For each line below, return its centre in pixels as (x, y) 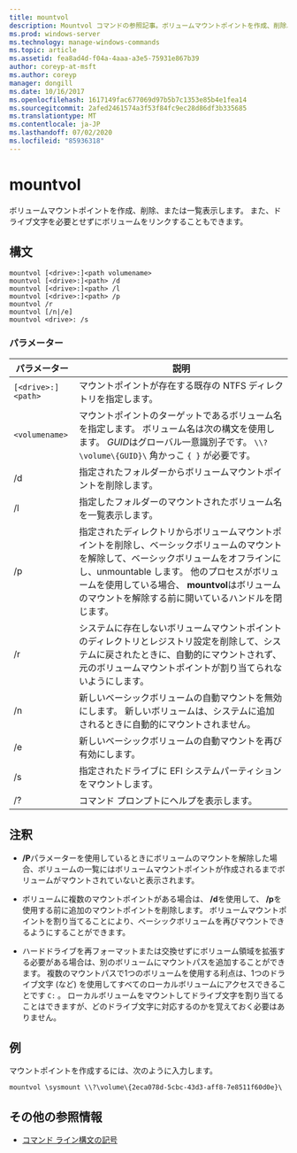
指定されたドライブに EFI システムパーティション (180, 770)
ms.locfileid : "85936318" (57, 141)
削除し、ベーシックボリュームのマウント (198, 545)
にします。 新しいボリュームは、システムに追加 (177, 711)
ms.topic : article (43, 50)
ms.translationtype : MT (53, 116)
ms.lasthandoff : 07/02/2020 (61, 133)
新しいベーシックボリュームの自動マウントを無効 (181, 698)
